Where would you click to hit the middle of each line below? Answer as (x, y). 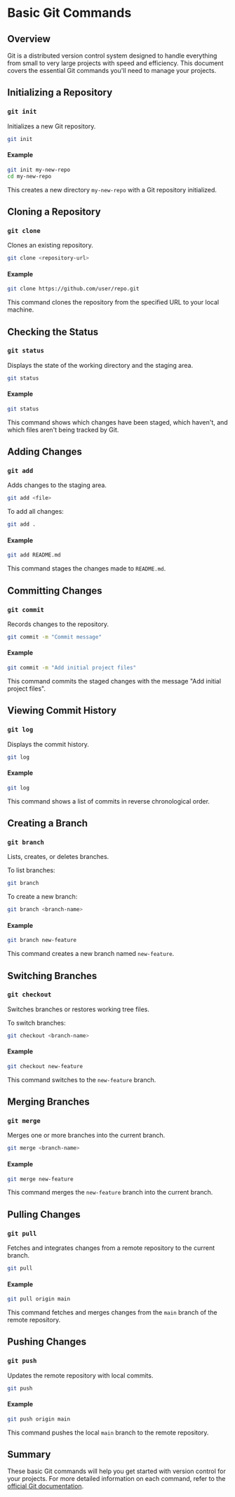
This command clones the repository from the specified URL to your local (113, 302)
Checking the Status (53, 332)
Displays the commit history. (48, 744)
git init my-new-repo (39, 170)
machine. (21, 310)
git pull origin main (39, 1299)
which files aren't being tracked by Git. (63, 430)
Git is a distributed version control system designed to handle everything (112, 55)
